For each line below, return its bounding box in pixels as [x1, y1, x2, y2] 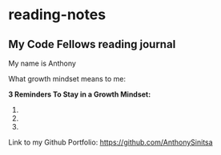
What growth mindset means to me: [8, 74, 127, 83]
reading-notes [8, 6, 106, 24]
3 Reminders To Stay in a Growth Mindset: [8, 89, 151, 99]
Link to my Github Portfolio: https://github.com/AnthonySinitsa [8, 137, 214, 147]
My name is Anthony [8, 58, 76, 68]
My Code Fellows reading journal [8, 38, 176, 51]
